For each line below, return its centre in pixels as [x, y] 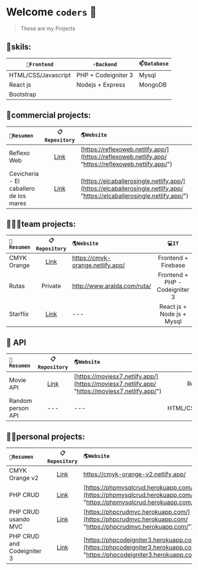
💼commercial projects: [49, 115]
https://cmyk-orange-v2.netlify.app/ [135, 474]
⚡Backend [105, 64]
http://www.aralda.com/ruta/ [112, 286]
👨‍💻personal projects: [46, 437]
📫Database [154, 63]
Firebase [173, 265]
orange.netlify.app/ [98, 265]
